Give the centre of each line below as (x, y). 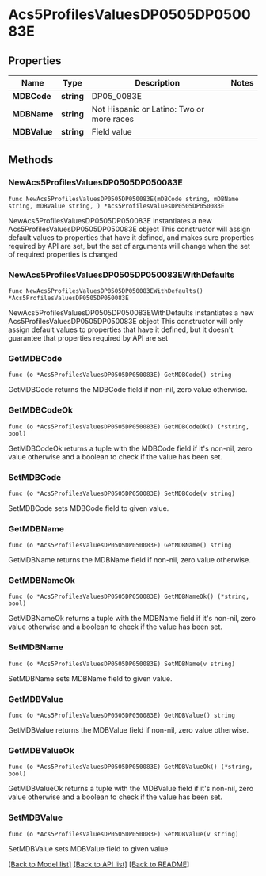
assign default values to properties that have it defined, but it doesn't (121, 329)
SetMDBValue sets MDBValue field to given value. (89, 848)
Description (157, 83)
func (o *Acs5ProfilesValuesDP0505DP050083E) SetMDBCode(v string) (122, 493)
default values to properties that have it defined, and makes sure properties (131, 237)
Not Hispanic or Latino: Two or (148, 109)
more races (113, 119)
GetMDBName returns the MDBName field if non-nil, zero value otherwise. (129, 560)
